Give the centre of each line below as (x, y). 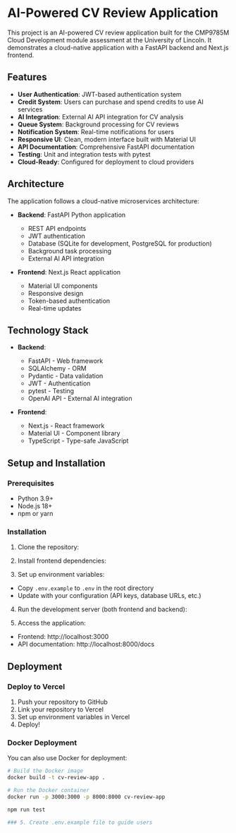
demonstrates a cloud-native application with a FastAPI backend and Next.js (118, 47)
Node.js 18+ (35, 506)
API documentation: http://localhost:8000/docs (86, 645)
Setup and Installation (56, 463)
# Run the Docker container (49, 791)
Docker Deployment (42, 743)
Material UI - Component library (74, 433)
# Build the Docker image (45, 771)
